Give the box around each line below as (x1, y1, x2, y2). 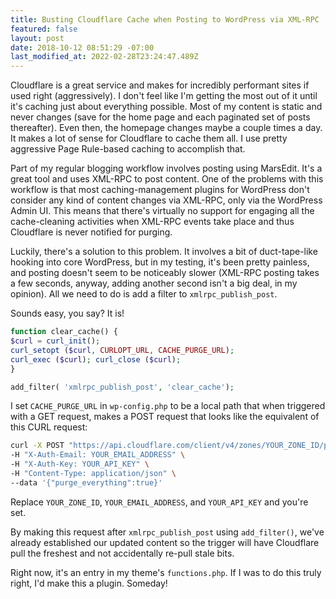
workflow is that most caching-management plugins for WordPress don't (10, 184, 310, 196)
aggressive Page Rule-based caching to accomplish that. (10, 143, 246, 155)
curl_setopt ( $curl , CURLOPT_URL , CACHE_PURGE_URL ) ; (10, 345, 235, 355)
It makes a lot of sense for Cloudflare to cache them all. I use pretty (10, 132, 288, 145)
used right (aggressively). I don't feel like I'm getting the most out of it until (10, 90, 318, 102)
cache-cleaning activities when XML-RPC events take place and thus (10, 216, 295, 228)
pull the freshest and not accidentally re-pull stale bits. (10, 547, 235, 559)
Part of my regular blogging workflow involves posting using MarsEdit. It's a (10, 162, 323, 175)
